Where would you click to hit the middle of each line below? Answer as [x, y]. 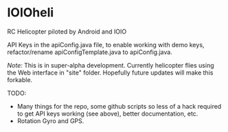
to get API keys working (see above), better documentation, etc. [107, 114]
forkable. [20, 79]
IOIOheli [31, 13]
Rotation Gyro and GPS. [50, 120]
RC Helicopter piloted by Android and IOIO [67, 31]
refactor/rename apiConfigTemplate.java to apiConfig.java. [90, 52]
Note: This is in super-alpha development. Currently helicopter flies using [111, 65]
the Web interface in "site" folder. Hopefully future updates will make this [110, 72]
